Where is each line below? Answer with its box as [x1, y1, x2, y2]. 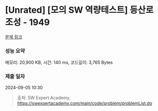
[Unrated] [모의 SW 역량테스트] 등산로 [5, 4, 154, 16]
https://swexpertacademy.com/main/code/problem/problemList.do [17, 100, 153, 106]
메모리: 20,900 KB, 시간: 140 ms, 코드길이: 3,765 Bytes [5, 59, 113, 65]
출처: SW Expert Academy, [17, 94, 71, 101]
